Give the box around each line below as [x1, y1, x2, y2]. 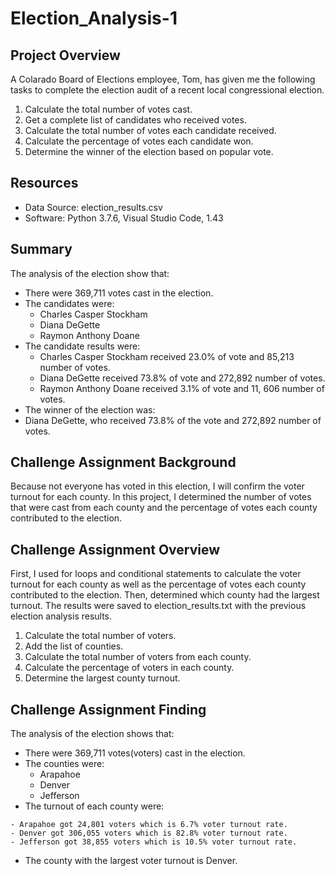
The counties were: [24, 758, 105, 770]
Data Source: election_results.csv [24, 201, 163, 213]
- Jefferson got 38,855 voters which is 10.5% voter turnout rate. [10, 837, 298, 847]
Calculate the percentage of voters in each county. [24, 662, 235, 674]
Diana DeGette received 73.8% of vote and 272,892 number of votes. [39, 372, 326, 384]
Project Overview [10, 47, 121, 64]
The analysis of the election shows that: [10, 728, 175, 740]
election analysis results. [10, 610, 113, 622]
